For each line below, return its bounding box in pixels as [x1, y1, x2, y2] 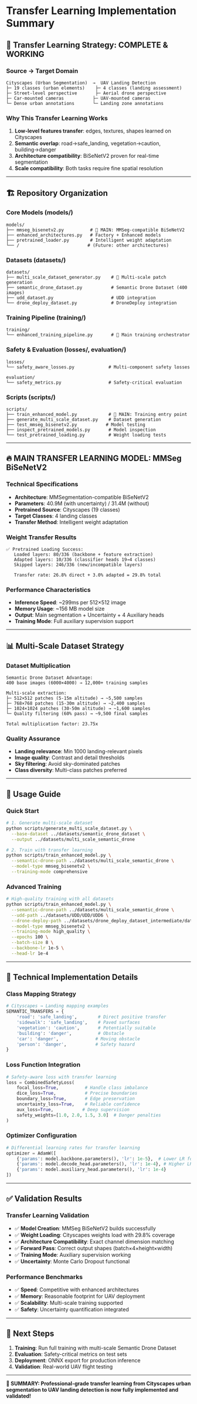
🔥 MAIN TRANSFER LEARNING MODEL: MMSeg [6, 454, 182, 464]
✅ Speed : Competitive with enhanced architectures [14, 1286, 140, 1293]
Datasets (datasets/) [6, 256, 66, 264]
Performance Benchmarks [6, 1273, 83, 1281]
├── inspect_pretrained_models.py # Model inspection [6, 427, 157, 433]
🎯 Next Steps [6, 1329, 55, 1339]
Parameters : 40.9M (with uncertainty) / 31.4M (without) [14, 500, 150, 507]
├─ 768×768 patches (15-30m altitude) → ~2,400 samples [6, 701, 145, 706]
